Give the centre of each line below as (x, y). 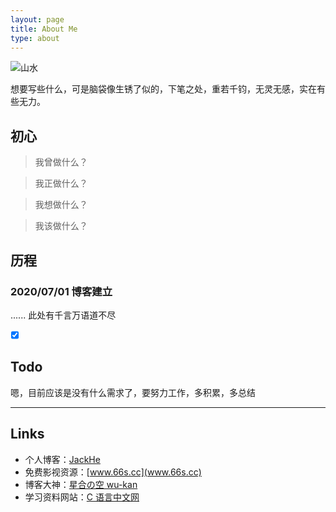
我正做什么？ (61, 183)
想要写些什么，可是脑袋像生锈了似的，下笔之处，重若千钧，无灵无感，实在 (163, 89)
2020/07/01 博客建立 (61, 291)
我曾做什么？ (61, 162)
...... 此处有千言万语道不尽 (63, 315)
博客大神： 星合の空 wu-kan (81, 484)
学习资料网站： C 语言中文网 (82, 497)
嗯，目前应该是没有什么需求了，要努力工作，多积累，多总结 (133, 392)
